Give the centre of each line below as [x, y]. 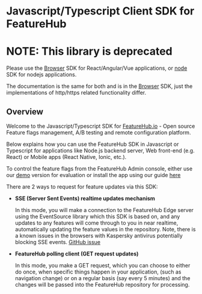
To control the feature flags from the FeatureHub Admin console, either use [99, 168]
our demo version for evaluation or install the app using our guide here [93, 175]
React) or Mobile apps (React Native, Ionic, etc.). [66, 157]
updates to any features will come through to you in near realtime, [96, 223]
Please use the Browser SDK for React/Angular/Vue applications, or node [97, 68]
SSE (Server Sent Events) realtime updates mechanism [85, 198]
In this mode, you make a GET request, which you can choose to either [103, 265]
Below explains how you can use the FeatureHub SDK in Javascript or [93, 144]
